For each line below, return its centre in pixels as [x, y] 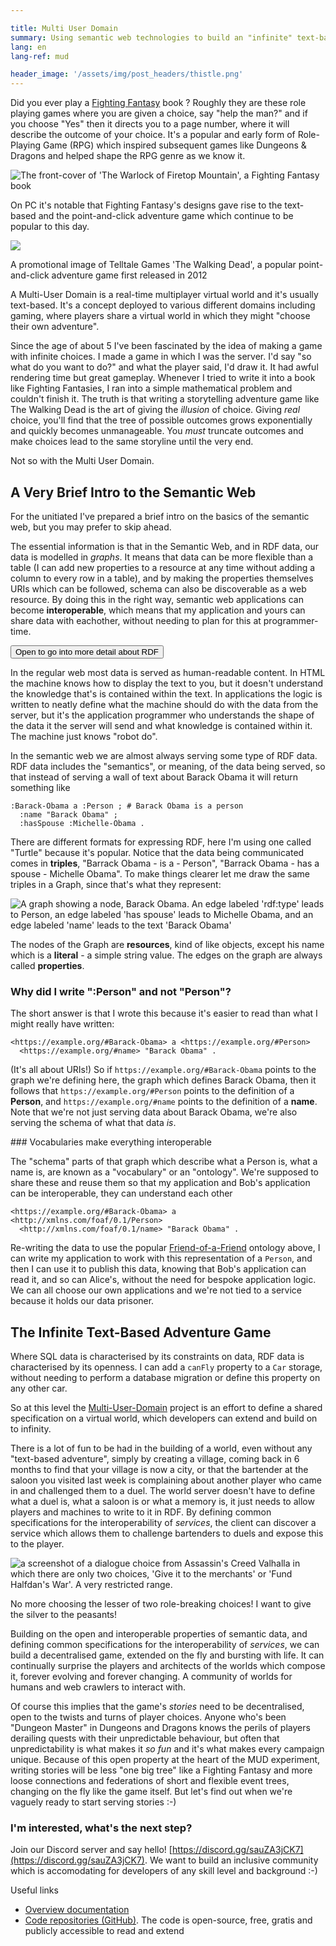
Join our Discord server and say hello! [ [91, 1850]
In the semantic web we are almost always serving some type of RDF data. [164, 755]
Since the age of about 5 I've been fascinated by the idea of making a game [166, 346]
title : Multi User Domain [64, 28]
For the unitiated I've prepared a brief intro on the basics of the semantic [160, 516]
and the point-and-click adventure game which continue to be [166, 216]
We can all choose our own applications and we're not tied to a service [156, 1290]
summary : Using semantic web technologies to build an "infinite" [151, 37]
